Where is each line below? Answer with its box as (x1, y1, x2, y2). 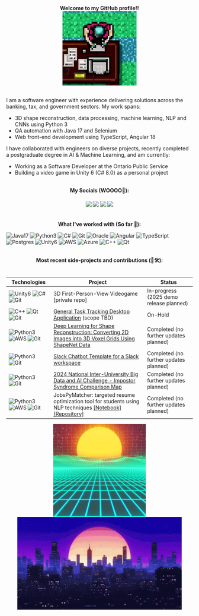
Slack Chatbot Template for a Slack (53, 353, 139, 360)
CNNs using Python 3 (14, 121, 68, 128)
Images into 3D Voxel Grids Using (53, 335, 135, 342)
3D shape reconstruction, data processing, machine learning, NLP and (14, 115, 187, 121)
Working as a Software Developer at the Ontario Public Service (14, 163, 168, 170)
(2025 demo (147, 293, 178, 301)
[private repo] (53, 296, 88, 304)
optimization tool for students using (53, 398, 140, 405)
